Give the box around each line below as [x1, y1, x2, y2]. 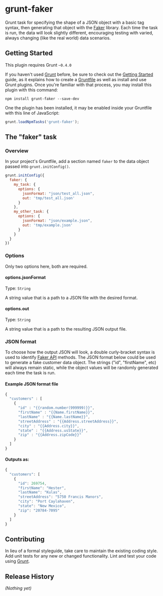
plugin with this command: [5, 87, 58, 93]
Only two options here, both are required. [5, 263, 88, 269]
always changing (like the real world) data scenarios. [5, 35, 111, 41]
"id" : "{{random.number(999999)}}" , [18, 405, 95, 410]
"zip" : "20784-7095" [18, 508, 60, 513]
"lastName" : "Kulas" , [18, 490, 62, 495]
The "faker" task [5, 133, 57, 141]
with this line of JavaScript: [5, 110, 60, 116]
